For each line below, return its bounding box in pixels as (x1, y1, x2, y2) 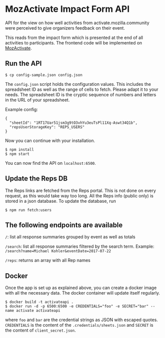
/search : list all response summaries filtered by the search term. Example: (5, 243, 155, 250)
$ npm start (5, 151, 30, 156)
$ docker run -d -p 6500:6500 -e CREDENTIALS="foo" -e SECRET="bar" (5, 304, 149, 309)
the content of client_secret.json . (5, 327, 76, 334)
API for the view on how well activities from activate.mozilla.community (5, 20, 150, 26)
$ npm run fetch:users (5, 207, 52, 213)
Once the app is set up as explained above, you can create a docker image (5, 285, 157, 291)
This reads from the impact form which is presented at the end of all (5, 35, 143, 40)
